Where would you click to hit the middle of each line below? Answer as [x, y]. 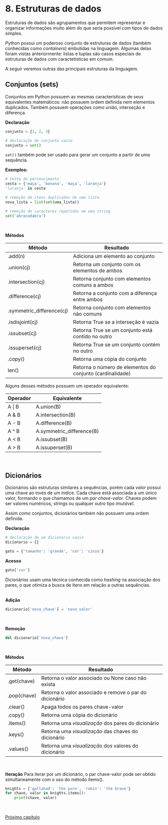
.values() [18, 749]
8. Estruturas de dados [53, 9]
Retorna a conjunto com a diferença [115, 293]
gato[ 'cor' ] [17, 570]
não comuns [88, 314]
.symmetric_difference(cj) [38, 311]
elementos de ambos [98, 270]
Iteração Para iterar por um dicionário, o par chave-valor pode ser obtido [80, 774]
